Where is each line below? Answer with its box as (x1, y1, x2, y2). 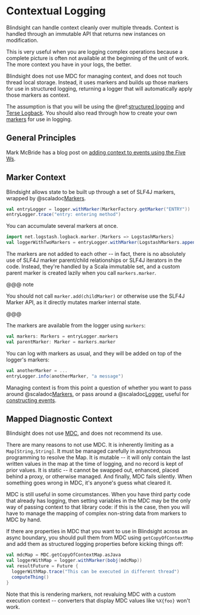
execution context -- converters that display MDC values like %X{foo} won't (6, 597, 190, 604)
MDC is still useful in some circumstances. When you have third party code (6, 491, 190, 498)
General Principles (6, 133, 76, 143)
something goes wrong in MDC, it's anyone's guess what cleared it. (6, 479, 172, 487)
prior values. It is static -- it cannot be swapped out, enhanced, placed (6, 466, 179, 474)
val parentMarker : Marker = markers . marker (6, 339, 116, 345)
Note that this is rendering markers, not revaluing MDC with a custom (6, 591, 176, 598)
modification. (6, 36, 39, 44)
